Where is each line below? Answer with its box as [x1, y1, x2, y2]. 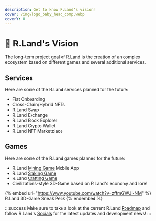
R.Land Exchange [12, 112, 48, 118]
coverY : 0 [5, 16, 26, 21]
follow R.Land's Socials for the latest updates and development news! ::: [5, 210, 151, 216]
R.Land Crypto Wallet [12, 123, 56, 129]
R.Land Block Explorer [12, 117, 58, 124]
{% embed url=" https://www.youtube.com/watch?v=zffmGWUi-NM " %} [5, 190, 152, 196]
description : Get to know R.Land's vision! [5, 7, 96, 12]
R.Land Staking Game [12, 170, 57, 176]
